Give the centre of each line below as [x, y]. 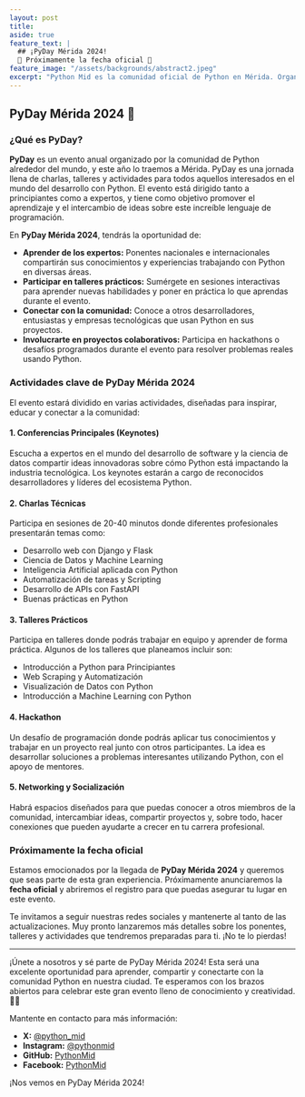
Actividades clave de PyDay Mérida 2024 [102, 383]
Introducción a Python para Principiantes [99, 667]
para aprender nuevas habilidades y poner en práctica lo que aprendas [155, 291]
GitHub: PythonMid [59, 1055]
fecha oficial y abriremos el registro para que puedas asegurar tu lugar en [148, 890]
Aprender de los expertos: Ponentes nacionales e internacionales [146, 253]
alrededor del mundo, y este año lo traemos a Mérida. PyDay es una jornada [152, 169]
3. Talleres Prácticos [49, 619]
